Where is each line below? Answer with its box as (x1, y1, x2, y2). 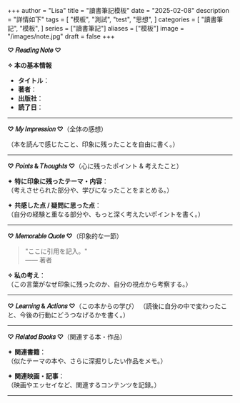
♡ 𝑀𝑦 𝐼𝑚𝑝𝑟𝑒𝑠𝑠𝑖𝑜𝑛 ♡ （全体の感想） (7, 125, 108, 133)
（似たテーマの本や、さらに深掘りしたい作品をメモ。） (7, 357, 167, 365)
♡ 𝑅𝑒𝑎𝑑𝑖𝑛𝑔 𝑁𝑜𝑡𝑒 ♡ (7, 46, 61, 54)
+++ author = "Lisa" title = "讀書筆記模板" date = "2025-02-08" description (7, 6, 230, 14)
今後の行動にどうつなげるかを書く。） (19, 311, 130, 319)
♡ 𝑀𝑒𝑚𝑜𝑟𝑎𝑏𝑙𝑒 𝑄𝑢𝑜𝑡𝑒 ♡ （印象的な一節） (7, 232, 123, 240)
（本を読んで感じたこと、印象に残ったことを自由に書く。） (7, 140, 179, 148)
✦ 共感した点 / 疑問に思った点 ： (7, 201, 101, 209)
